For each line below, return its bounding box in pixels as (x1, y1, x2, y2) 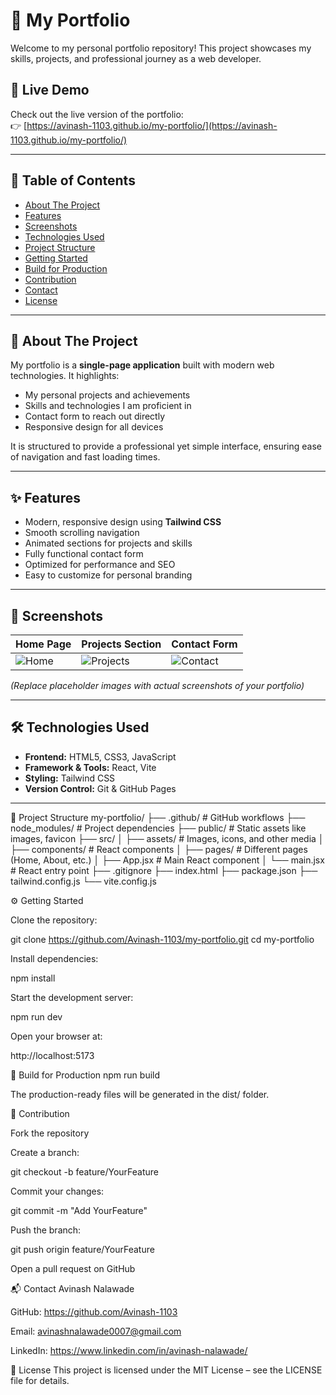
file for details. (10, 1374, 70, 1386)
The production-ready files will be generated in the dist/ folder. (10, 1088, 270, 1100)
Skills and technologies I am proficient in (24, 400, 192, 412)
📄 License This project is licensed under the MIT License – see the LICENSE (10, 1364, 323, 1376)
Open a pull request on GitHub (10, 1262, 136, 1274)
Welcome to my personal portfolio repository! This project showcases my (10, 42, 312, 54)
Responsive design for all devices (24, 421, 164, 433)
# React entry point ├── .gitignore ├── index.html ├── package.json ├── (10, 864, 318, 876)
